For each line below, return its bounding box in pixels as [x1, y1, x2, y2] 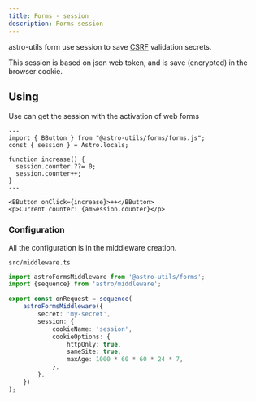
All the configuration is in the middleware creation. [8, 242, 177, 252]
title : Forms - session [8, 11, 89, 20]
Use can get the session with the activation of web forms [8, 111, 200, 121]
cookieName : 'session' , [51, 325, 132, 333]
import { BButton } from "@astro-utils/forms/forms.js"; [8, 134, 206, 142]
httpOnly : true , [66, 340, 122, 348]
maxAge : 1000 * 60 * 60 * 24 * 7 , [66, 355, 184, 364]
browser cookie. [8, 66, 63, 76]
